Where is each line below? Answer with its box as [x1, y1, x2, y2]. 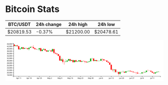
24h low [97, 21, 115, 27]
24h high [68, 21, 88, 27]
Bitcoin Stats [5, 3, 60, 15]
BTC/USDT [8, 21, 31, 27]
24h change [36, 21, 62, 27]
